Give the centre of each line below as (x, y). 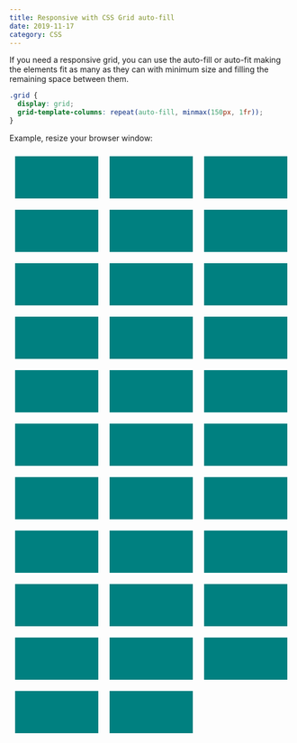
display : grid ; (46, 104)
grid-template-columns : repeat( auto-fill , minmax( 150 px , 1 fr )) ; (140, 113)
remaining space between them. (69, 79)
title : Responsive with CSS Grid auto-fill (92, 18)
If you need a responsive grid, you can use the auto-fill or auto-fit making (145, 60)
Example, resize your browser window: (81, 138)
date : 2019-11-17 (42, 26)
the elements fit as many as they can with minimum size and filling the (139, 69)
